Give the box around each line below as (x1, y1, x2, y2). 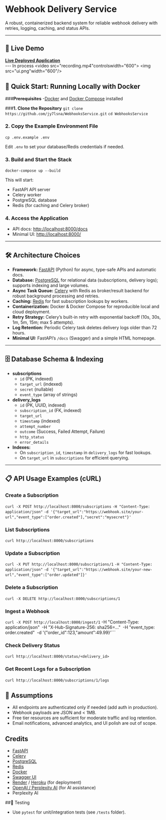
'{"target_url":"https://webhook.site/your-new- (50, 567, 153, 572)
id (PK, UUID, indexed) (19, 402, 66, 408)
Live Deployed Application (5, 57, 60, 63)
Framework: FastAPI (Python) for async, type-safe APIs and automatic (12, 267, 157, 273)
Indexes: (12, 444, 31, 450)
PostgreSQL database (12, 197, 57, 203)
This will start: (5, 177, 34, 183)
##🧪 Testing (5, 800, 30, 806)
